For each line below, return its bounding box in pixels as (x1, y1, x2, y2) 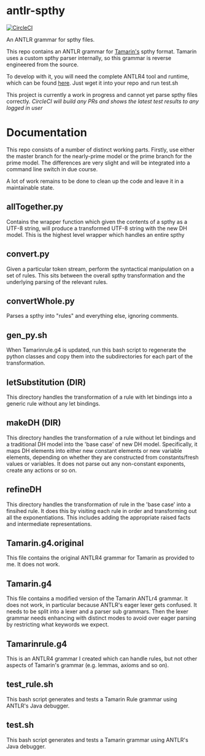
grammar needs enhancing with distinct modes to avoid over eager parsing (6, 614, 196, 622)
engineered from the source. (6, 61, 79, 68)
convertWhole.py (6, 296, 75, 306)
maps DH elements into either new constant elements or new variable (6, 447, 182, 454)
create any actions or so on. (6, 466, 77, 474)
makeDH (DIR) (6, 418, 61, 428)
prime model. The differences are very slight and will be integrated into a (6, 159, 190, 166)
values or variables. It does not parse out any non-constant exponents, (6, 460, 186, 467)
